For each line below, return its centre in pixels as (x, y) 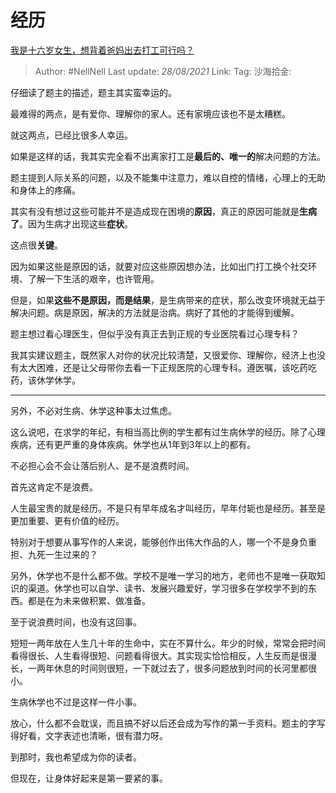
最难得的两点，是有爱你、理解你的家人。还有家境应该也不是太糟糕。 (150, 113)
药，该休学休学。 (45, 380)
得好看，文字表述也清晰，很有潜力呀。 (89, 735)
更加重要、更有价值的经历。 (67, 520)
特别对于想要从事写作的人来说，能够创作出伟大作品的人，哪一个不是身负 (159, 542)
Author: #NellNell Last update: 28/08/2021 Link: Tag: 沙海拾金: (163, 71)
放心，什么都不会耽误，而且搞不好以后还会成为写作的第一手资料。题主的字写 (168, 723)
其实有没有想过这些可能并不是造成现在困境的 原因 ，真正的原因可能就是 (155, 211)
